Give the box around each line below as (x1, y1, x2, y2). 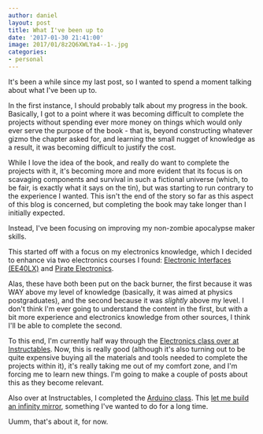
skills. (8, 232, 27, 241)
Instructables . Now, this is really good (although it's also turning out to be (8, 344, 246, 354)
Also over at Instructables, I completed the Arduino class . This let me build (8, 393, 250, 402)
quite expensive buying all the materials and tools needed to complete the (8, 352, 248, 362)
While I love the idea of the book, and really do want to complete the (8, 158, 230, 167)
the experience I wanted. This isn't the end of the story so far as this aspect (8, 191, 254, 201)
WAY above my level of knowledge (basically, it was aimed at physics (8, 287, 233, 296)
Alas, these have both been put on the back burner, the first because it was (8, 279, 253, 288)
